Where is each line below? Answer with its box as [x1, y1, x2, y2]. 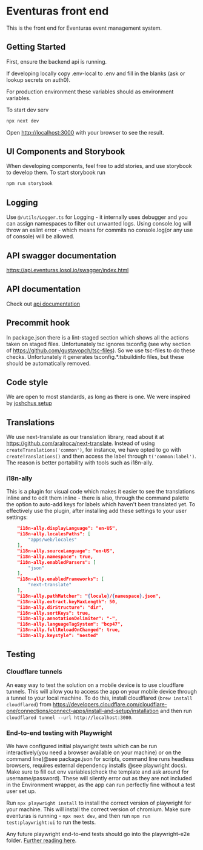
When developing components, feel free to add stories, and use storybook [6, 162, 192, 170]
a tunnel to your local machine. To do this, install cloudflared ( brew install [6, 694, 193, 701]
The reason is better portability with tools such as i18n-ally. [6, 459, 153, 466]
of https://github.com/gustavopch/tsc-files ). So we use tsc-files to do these [6, 347, 196, 354]
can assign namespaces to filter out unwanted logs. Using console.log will [6, 220, 191, 227]
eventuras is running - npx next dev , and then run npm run [6, 812, 151, 819]
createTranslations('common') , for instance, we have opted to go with [6, 446, 182, 453]
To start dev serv [6, 106, 49, 113]
